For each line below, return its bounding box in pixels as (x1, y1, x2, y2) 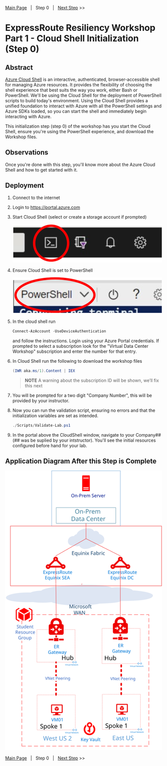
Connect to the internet (12, 195, 61, 201)
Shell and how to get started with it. (5, 167, 78, 173)
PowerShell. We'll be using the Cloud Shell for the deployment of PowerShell (5, 92, 162, 98)
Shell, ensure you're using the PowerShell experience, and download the (5, 129, 154, 134)
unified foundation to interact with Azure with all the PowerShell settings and (5, 103, 162, 109)
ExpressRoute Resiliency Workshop (5, 22, 156, 33)
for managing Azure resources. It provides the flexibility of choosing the (5, 82, 153, 87)
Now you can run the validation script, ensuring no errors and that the (12, 407, 156, 414)
